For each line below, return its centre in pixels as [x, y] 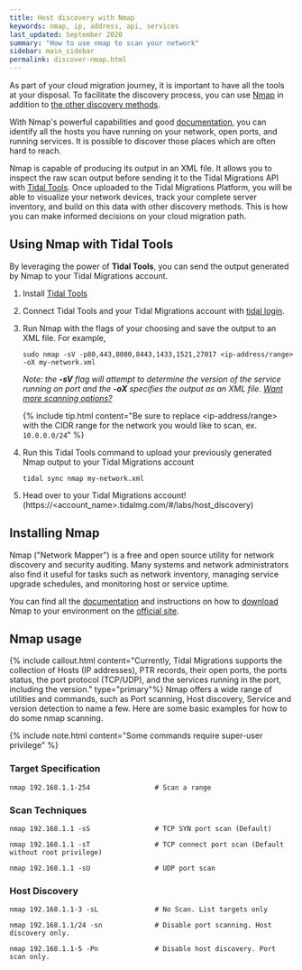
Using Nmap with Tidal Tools [92, 245]
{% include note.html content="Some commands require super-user [136, 735]
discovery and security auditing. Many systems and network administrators [149, 564]
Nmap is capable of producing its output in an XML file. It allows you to [141, 168]
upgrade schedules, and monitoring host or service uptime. [119, 584]
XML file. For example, [64, 337]
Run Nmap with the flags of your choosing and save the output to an [149, 328]
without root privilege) [56, 853]
